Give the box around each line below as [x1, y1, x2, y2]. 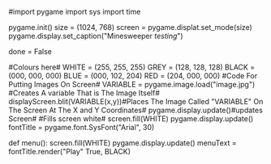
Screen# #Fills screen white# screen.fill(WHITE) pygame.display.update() [8, 114, 254, 124]
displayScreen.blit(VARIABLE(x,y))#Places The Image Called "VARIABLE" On [8, 97, 264, 106]
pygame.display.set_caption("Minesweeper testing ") [8, 32, 184, 40]
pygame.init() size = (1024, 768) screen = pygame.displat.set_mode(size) [8, 23, 253, 32]
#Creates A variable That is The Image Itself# [8, 88, 160, 98]
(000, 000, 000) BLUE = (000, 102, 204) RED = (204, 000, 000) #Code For [8, 71, 258, 80]
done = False [8, 47, 53, 56]
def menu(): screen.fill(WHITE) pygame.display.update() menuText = [8, 138, 237, 148]
